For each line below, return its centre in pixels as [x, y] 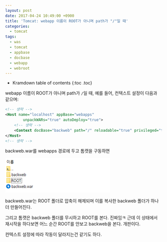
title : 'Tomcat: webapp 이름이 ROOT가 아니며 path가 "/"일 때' [67, 21]
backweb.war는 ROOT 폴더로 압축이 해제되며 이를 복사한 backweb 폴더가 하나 [82, 201]
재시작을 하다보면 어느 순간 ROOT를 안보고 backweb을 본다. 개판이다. [73, 224]
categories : [17, 26]
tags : [11, 37]
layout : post [19, 10]
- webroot [20, 68]
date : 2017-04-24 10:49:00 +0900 [40, 16]
